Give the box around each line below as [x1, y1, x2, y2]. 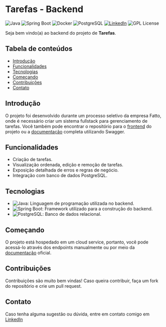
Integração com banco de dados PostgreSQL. [12, 173, 108, 179]
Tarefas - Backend [5, 4, 84, 15]
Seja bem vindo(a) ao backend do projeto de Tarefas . [5, 30, 117, 36]
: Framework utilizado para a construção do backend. [42, 206, 153, 212]
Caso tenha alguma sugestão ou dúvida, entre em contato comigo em [5, 311, 150, 317]
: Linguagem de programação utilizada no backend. [27, 200, 134, 207]
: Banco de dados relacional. [42, 211, 102, 217]
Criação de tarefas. [12, 156, 53, 162]
